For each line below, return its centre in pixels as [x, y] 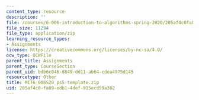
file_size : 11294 [28, 28]
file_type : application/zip [41, 34]
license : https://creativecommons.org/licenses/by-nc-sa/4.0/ [84, 50]
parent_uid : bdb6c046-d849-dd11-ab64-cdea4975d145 [70, 72]
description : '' [26, 17]
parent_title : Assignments [39, 61]
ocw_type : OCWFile [29, 55]
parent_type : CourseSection [41, 66]
